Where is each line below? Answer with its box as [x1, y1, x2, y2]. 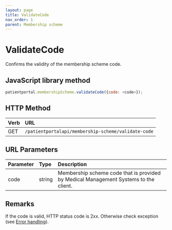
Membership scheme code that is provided [57, 169, 161, 176]
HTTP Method [5, 104, 51, 113]
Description [57, 161, 87, 168]
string [38, 175, 53, 183]
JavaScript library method [5, 76, 91, 85]
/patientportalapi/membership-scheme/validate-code [25, 128, 154, 134]
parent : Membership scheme [5, 22, 63, 27]
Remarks [5, 199, 35, 208]
